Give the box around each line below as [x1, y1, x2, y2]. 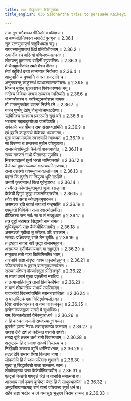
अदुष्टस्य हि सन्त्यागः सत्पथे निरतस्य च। [5, 340, 66, 346]
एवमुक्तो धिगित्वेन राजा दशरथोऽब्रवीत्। [5, 207, 63, 213]
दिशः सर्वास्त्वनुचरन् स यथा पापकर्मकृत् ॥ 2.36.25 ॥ [5, 301, 87, 307]
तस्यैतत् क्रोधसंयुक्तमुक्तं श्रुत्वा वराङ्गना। [5, 185, 68, 191]
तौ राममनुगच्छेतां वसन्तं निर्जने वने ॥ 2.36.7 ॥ [5, 101, 78, 107]
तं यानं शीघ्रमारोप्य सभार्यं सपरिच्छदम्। [5, 284, 62, 291]
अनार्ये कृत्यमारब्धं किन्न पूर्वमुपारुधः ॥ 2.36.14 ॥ [5, 179, 79, 185]
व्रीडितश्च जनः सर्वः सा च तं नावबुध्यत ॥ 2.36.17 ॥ [5, 212, 84, 218]
